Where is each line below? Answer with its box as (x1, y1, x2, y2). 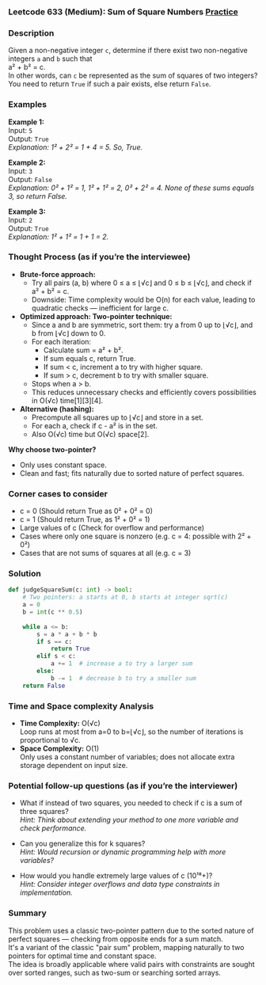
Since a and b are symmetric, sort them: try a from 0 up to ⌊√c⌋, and (31, 320, 253, 329)
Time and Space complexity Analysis (8, 700, 154, 711)
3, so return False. (8, 191, 67, 200)
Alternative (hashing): (19, 404, 95, 413)
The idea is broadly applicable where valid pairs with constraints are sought (8, 959, 255, 968)
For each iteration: (31, 337, 92, 346)
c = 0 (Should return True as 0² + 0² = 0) (19, 506, 153, 516)
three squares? (19, 807, 69, 816)
